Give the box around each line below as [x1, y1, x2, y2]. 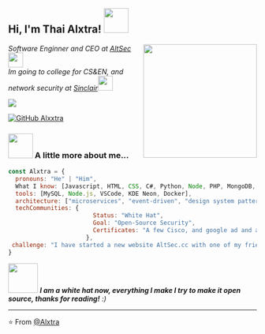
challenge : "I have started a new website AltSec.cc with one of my [11, 241, 242, 249]
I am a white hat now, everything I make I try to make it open [39, 285, 241, 295]
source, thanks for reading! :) [8, 294, 106, 303]
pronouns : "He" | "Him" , [15, 175, 97, 182]
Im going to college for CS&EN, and [8, 66, 124, 76]
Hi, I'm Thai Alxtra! [8, 23, 102, 36]
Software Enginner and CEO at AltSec [8, 43, 132, 53]
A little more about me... [34, 149, 129, 160]
